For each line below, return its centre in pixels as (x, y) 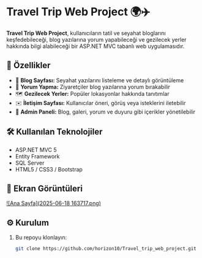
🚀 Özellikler (28, 65)
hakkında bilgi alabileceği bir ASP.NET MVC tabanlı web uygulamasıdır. (95, 46)
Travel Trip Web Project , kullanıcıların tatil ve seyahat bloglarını (86, 33)
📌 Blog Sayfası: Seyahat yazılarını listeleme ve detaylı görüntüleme (99, 80)
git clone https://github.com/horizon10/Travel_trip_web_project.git (106, 249)
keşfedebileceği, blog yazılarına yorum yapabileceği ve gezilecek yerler (96, 39)
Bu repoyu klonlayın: (41, 238)
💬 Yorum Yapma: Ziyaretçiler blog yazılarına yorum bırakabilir (92, 87)
